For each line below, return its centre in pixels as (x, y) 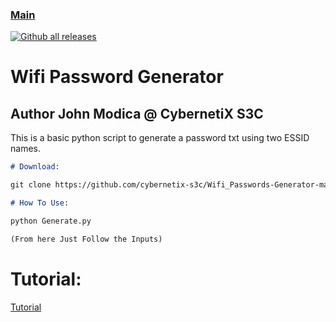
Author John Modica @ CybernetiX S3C (137, 113)
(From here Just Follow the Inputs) (86, 239)
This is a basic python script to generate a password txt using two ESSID (160, 138)
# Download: (35, 167)
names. (25, 149)
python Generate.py (51, 221)
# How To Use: (40, 203)
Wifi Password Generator (117, 77)
